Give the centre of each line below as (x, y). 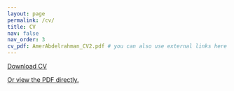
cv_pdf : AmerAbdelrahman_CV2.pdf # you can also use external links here (117, 46)
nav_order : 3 (26, 40)
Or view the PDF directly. (43, 80)
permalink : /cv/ (31, 20)
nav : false (23, 33)
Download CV (27, 66)
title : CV (22, 27)
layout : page (26, 14)
